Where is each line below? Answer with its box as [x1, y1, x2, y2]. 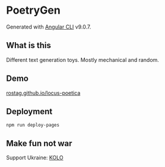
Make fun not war [6, 138, 72, 149]
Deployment [6, 106, 53, 116]
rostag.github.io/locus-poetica [6, 89, 81, 96]
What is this [6, 40, 52, 51]
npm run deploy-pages [6, 122, 60, 128]
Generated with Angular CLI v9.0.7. [6, 23, 91, 30]
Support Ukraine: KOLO [6, 154, 64, 161]
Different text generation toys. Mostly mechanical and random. [6, 56, 159, 63]
